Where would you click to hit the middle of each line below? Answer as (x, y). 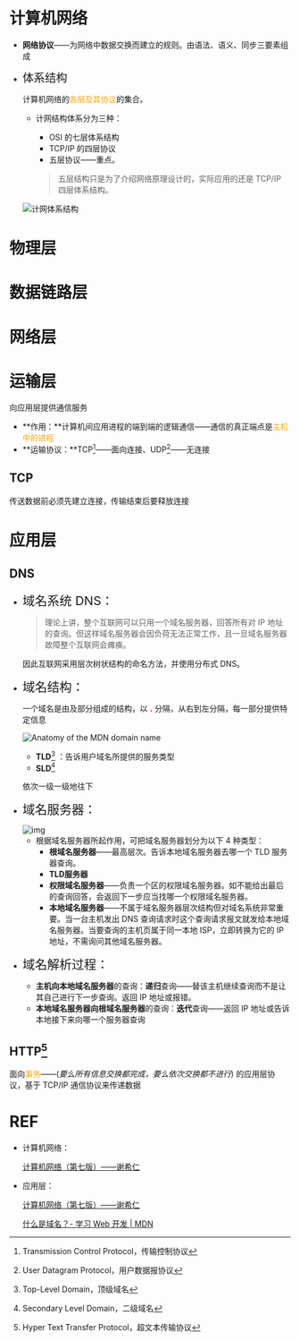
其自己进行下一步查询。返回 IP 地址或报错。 (116, 997)
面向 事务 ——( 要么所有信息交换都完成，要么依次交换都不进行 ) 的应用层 (138, 1074)
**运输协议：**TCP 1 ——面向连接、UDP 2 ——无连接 (116, 448)
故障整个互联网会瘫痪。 (87, 645)
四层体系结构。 (85, 190)
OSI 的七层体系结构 (84, 137)
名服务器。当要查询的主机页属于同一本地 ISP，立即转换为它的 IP (166, 930)
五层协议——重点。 (84, 159)
